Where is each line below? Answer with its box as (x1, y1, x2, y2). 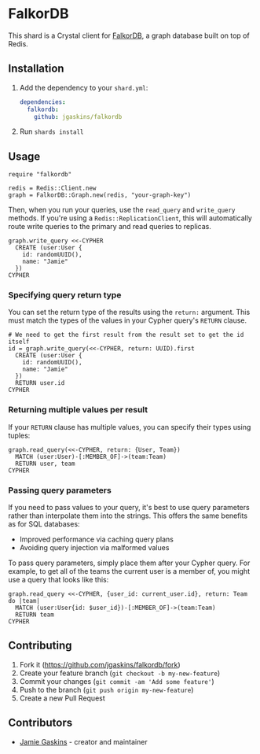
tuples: (8, 431, 31, 440)
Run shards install (19, 127, 84, 136)
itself (8, 338, 30, 346)
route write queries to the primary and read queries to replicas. (8, 222, 212, 231)
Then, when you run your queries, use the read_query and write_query (8, 205, 236, 215)
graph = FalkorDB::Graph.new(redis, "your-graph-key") (8, 191, 192, 199)
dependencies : (19, 98, 66, 106)
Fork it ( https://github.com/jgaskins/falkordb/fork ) (19, 660, 181, 669)
